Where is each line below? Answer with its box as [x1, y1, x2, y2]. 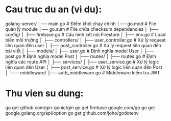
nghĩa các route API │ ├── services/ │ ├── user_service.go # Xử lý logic [5, 58, 159, 65]
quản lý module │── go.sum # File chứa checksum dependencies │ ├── [5, 26, 159, 32]
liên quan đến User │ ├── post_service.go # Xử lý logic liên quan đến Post [5, 64, 162, 70]
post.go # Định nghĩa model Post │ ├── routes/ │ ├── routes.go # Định [5, 53, 157, 59]
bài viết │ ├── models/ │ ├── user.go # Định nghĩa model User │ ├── [5, 48, 154, 54]
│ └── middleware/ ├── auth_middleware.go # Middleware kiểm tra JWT [5, 69, 160, 75]
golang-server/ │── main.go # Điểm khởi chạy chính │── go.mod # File [5, 21, 157, 27]
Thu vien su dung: [5, 88, 84, 99]
